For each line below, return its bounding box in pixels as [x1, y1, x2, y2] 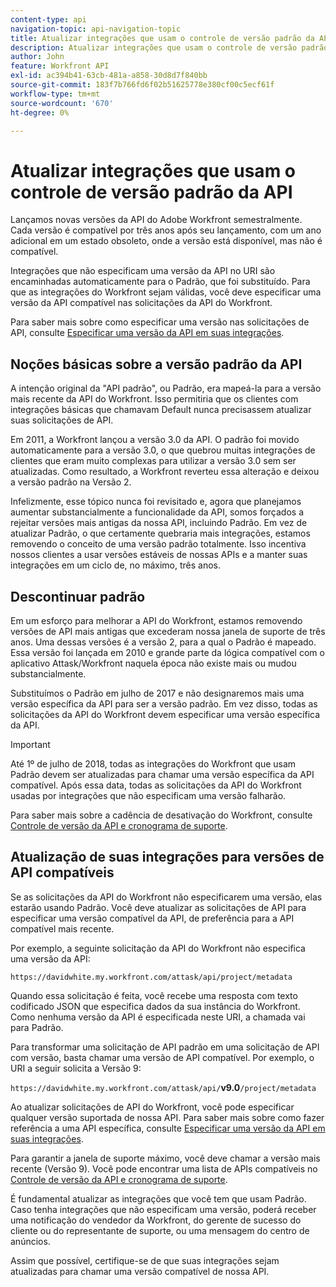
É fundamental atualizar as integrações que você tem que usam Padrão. [10, 1192, 307, 1205]
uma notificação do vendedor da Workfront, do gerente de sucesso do [10, 1214, 302, 1226]
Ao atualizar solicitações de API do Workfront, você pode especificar [10, 1101, 295, 1113]
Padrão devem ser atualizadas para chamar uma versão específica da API [10, 768, 315, 780]
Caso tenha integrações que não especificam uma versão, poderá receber [10, 1203, 317, 1215]
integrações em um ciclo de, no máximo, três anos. [10, 559, 221, 571]
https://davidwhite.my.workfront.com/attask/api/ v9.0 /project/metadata [10, 1081, 317, 1093]
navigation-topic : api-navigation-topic [10, 24, 182, 34]
